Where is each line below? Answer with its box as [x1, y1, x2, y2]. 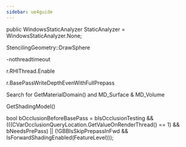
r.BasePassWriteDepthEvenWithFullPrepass [6, 79, 115, 86]
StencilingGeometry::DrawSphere [6, 44, 91, 51]
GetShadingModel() [6, 103, 56, 110]
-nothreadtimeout [6, 55, 50, 63]
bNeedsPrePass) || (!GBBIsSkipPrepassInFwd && [6, 127, 129, 134]
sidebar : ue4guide [6, 9, 53, 15]
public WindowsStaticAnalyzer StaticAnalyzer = [6, 26, 126, 33]
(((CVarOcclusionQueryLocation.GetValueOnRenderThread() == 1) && [6, 121, 180, 128]
